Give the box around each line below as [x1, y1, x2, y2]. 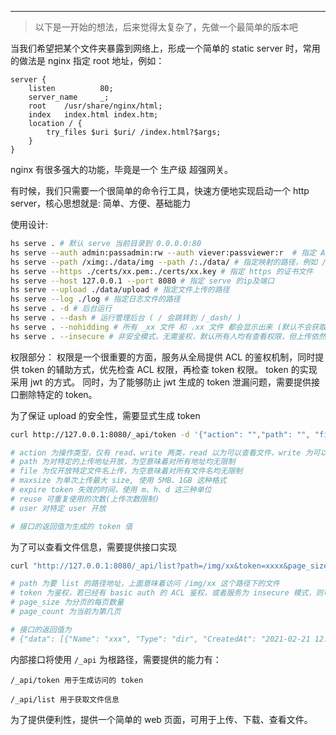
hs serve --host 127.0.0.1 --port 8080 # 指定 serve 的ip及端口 [10, 276, 275, 286]
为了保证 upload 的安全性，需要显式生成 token [10, 409, 201, 421]
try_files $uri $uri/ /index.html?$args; [46, 127, 222, 137]
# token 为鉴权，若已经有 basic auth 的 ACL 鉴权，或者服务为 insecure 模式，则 [10, 588, 324, 598]
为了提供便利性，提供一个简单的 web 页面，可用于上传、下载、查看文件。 [10, 713, 313, 725]
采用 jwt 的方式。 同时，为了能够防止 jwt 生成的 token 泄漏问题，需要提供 [10, 376, 312, 388]
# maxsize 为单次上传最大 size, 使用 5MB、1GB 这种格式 [10, 476, 227, 486]
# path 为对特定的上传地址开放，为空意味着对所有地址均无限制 [10, 457, 236, 467]
